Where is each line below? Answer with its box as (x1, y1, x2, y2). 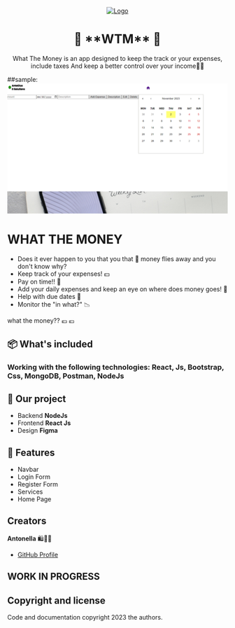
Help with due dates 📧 (17, 293, 82, 301)
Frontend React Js (17, 419, 71, 427)
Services (17, 487, 43, 496)
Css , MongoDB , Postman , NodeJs (7, 371, 124, 381)
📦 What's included (7, 338, 93, 350)
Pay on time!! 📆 (17, 277, 62, 286)
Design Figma (17, 426, 58, 435)
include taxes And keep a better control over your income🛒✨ (30, 62, 205, 70)
